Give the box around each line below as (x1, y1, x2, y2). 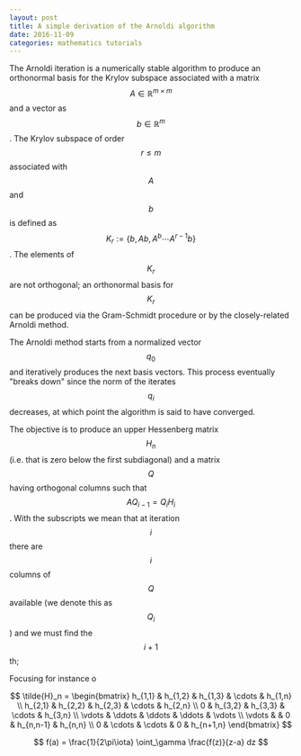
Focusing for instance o (9, 672, 97, 684)
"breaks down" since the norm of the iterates (9, 376, 177, 387)
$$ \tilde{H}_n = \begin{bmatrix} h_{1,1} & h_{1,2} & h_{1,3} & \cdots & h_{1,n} (10, 690, 292, 701)
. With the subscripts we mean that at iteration (9, 512, 180, 523)
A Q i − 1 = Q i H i (126, 497, 176, 509)
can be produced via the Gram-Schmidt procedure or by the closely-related (9, 310, 289, 320)
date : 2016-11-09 (9, 30, 75, 39)
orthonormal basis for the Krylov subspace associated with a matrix (9, 73, 261, 84)
